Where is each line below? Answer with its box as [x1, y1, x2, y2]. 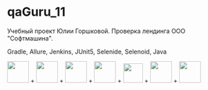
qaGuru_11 [7, 4, 66, 20]
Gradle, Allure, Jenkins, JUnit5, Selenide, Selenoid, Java [7, 47, 167, 56]
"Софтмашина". [7, 34, 53, 42]
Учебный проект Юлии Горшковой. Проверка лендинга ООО [7, 27, 186, 35]
